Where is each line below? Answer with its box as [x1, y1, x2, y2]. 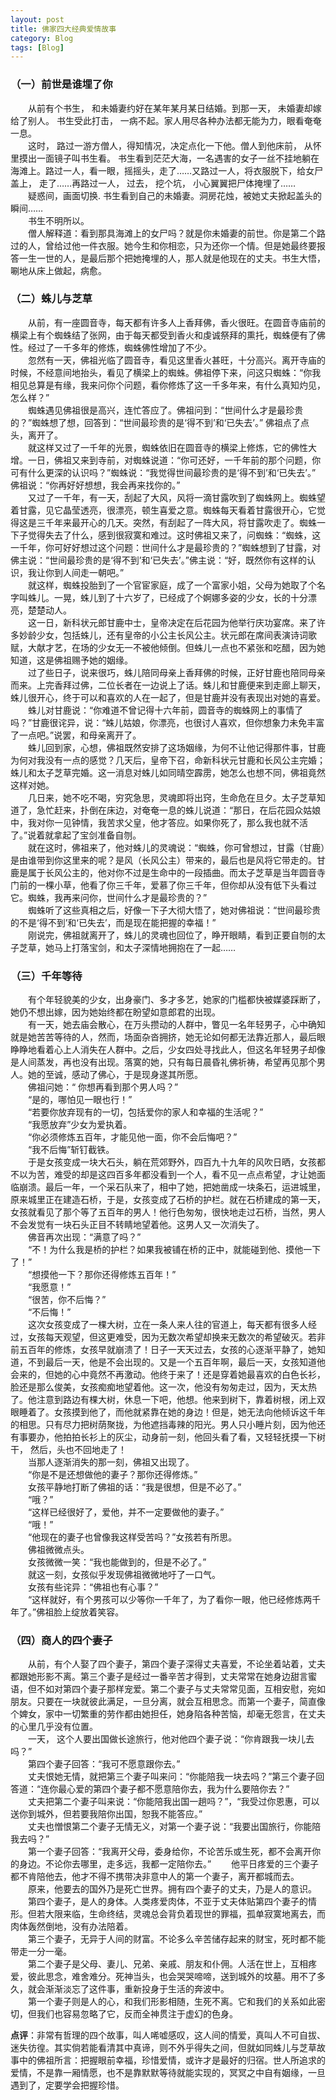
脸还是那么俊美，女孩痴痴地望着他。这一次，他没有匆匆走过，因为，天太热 [10, 1381, 317, 1393]
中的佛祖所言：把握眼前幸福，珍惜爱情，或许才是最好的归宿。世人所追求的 [18, 2054, 326, 2066]
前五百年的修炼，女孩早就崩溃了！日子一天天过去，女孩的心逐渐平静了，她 [10, 1344, 317, 1356]
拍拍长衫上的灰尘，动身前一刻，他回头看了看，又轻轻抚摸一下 [62, 1431, 317, 1443]
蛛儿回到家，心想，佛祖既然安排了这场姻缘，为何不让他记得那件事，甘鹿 [28, 741, 326, 753]
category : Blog [10, 33, 74, 43]
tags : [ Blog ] [10, 42, 65, 53]
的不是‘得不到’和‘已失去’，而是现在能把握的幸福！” [10, 916, 217, 928]
